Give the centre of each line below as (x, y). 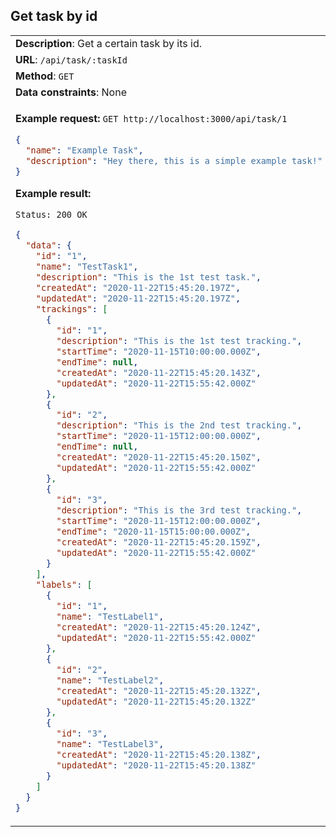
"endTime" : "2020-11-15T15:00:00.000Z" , (154, 532)
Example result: (53, 193)
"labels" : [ (64, 585)
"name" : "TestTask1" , (87, 266)
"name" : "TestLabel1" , (110, 617)
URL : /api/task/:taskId (71, 59)
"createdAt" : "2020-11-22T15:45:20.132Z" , (159, 691)
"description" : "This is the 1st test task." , (148, 277)
